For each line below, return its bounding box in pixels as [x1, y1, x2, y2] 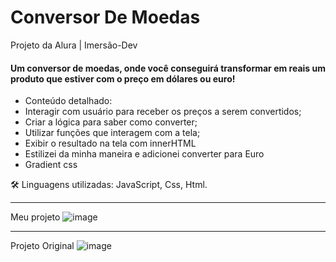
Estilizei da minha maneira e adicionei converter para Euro [24, 148, 265, 160]
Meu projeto [10, 211, 61, 223]
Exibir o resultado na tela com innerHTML [24, 137, 197, 150]
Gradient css [24, 159, 78, 171]
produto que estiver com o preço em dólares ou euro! [10, 72, 236, 85]
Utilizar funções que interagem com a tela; [24, 127, 201, 139]
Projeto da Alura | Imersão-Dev [10, 39, 138, 51]
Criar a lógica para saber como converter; [24, 116, 198, 128]
